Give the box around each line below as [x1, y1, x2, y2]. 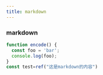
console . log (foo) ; [11, 53, 58, 59]
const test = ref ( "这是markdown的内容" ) [6, 64, 98, 70]
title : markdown [6, 8, 46, 15]
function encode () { [6, 42, 58, 48]
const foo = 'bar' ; [11, 47, 60, 54]
